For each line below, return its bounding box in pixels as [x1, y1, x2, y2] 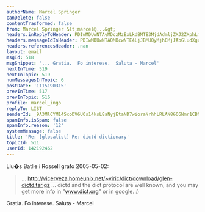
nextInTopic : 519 [6, 71, 51, 78]
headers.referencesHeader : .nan [6, 43, 88, 49]
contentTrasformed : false [6, 20, 72, 26]
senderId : [6, 111, 32, 117]
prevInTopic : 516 [6, 94, 51, 100]
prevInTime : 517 [6, 89, 48, 95]
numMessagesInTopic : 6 [6, 77, 64, 83]
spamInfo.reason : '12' [6, 123, 64, 129]
